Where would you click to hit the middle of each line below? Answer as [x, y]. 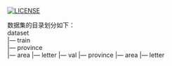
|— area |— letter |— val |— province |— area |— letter [86, 55]
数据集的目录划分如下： [41, 25]
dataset [18, 33]
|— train [19, 40]
